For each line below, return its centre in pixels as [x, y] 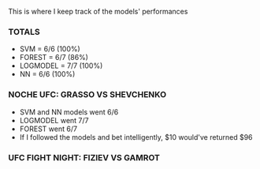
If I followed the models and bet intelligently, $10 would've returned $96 [136, 137]
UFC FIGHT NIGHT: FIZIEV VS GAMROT [84, 157]
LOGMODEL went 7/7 [54, 120]
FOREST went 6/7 [48, 129]
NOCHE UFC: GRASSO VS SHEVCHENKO [87, 95]
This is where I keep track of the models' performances [98, 11]
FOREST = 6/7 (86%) [54, 58]
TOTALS [24, 32]
